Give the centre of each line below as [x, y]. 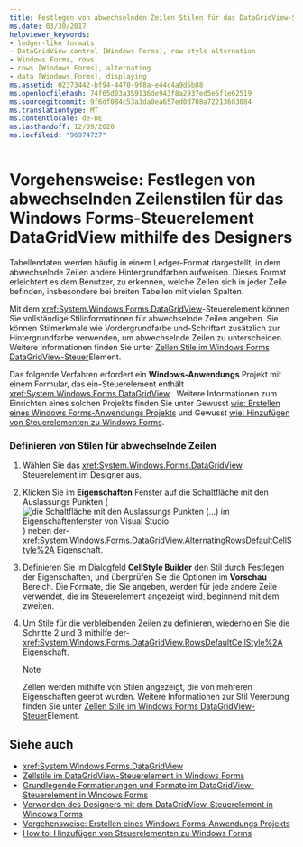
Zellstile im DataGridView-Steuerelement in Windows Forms [133, 775]
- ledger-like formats [52, 43]
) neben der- [46, 531]
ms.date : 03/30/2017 [48, 26]
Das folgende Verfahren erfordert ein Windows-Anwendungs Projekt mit [146, 374]
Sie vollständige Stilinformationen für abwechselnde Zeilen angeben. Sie [144, 318]
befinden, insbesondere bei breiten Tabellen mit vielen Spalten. [127, 291]
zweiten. [38, 606]
